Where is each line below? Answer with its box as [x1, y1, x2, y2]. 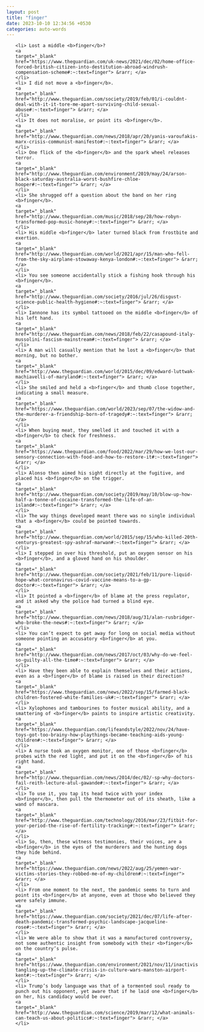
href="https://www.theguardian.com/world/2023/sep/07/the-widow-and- [15, 406, 196, 412]
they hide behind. [15, 849, 62, 856]
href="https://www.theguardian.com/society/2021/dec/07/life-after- [15, 914, 193, 920]
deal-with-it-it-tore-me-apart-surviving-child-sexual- [15, 101, 160, 107]
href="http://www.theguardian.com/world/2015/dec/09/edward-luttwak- [15, 369, 196, 375]
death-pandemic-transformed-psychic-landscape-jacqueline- [15, 919, 169, 925]
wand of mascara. [15, 801, 60, 808]
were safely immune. [15, 898, 68, 904]
